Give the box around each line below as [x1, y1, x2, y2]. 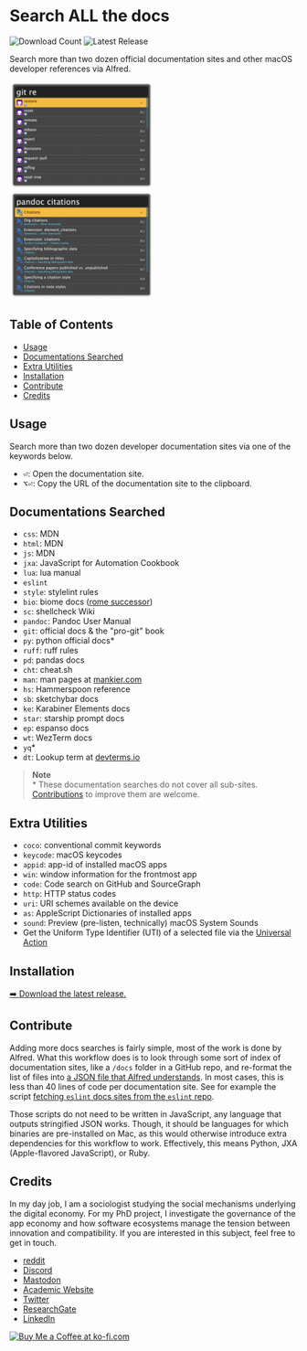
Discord [22, 1264, 53, 1275]
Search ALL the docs [9, 5, 171, 27]
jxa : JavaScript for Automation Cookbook [22, 558, 180, 569]
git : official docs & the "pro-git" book [22, 625, 164, 636]
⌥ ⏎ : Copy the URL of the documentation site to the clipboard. [22, 477, 253, 489]
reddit [22, 1254, 46, 1266]
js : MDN [22, 548, 56, 558]
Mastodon [22, 1274, 61, 1285]
